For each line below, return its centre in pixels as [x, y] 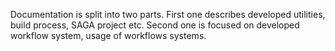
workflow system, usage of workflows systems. [108, 35]
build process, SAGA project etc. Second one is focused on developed [155, 25]
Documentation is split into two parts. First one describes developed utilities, [168, 14]
